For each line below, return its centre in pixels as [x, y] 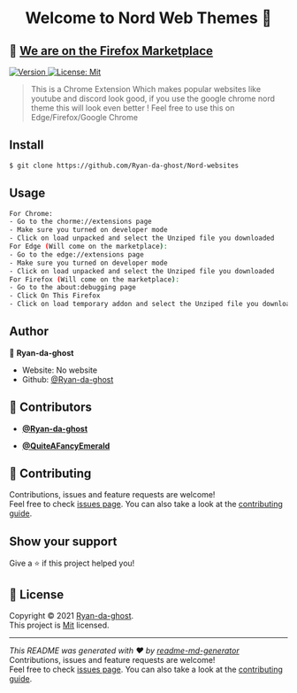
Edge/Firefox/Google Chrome [84, 117]
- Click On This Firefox [55, 296]
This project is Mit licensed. [59, 625]
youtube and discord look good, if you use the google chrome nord [153, 98]
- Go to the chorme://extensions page [80, 222]
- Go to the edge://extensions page [76, 254]
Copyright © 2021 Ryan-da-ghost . [72, 616]
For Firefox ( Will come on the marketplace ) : [94, 279]
